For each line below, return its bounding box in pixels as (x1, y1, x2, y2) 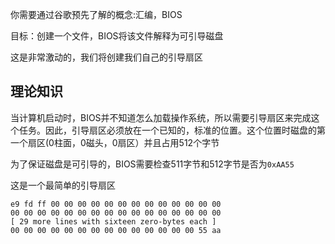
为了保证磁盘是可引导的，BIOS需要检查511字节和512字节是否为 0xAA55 (10, 158, 295, 170)
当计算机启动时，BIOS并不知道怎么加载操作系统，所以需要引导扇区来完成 (10, 111, 312, 123)
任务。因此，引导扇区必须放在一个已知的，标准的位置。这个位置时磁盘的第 (18, 124, 326, 136)
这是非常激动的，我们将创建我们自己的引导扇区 (10, 51, 203, 63)
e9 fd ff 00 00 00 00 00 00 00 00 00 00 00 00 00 (10, 199, 222, 209)
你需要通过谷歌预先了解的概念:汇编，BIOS (10, 9, 183, 20)
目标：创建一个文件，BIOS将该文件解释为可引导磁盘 (10, 30, 224, 42)
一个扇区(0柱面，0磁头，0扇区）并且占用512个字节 (10, 136, 220, 148)
